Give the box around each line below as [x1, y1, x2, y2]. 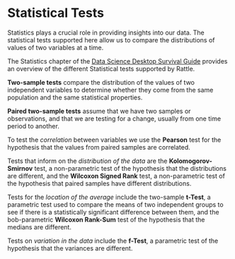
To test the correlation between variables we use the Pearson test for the [7, 135, 222, 144]
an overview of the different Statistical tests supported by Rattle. [7, 64, 195, 73]
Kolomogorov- [168, 157, 212, 165]
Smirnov [7, 164, 33, 172]
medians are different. [7, 222, 72, 231]
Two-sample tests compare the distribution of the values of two [7, 78, 195, 86]
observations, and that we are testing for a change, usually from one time [7, 114, 222, 123]
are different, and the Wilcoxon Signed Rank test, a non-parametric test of [7, 171, 225, 180]
